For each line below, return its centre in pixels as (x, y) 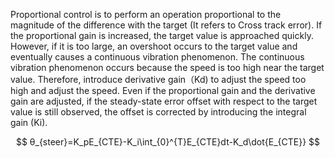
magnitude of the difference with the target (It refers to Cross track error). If (166, 25)
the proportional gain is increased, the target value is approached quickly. (162, 35)
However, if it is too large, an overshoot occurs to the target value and (154, 46)
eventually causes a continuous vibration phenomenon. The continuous (157, 57)
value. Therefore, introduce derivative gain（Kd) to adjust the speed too (158, 79)
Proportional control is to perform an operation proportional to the (146, 14)
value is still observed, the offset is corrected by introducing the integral (158, 112)
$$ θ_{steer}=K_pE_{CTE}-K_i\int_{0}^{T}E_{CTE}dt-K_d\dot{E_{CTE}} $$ (168, 142)
